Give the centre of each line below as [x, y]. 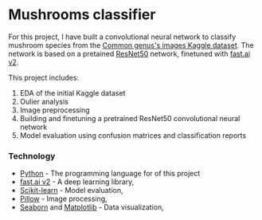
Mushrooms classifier [82, 15]
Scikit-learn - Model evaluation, [71, 191]
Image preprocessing [55, 110]
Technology [32, 155]
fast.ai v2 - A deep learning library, [77, 182]
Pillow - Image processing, [63, 199]
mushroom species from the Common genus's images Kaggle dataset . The [131, 45]
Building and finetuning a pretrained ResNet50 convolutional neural [130, 118]
